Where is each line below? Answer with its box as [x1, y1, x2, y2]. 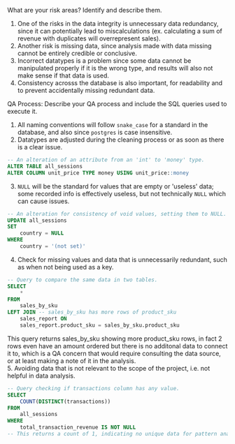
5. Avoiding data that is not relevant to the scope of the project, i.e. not [7, 364, 211, 372]
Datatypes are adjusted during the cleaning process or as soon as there [17, 135, 225, 144]
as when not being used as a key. [17, 262, 114, 271]
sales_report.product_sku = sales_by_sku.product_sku [20, 322, 180, 329]
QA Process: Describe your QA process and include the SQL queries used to [7, 100, 227, 108]
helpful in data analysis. [7, 371, 76, 380]
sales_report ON [20, 316, 68, 323]
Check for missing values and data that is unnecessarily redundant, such [17, 255, 227, 264]
